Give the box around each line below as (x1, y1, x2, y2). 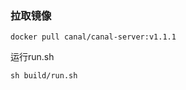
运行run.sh (10, 51, 55, 63)
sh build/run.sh (10, 71, 78, 81)
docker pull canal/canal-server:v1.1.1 (10, 32, 177, 42)
